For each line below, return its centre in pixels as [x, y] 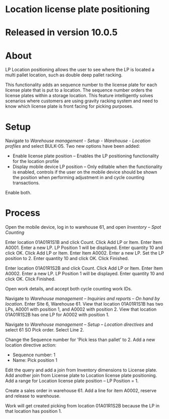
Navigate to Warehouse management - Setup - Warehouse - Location [78, 141]
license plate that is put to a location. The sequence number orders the [79, 90]
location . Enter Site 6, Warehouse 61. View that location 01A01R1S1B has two [84, 304]
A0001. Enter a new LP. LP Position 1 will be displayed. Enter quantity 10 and [84, 248]
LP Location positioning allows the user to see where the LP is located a [80, 70]
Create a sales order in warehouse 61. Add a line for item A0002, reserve [81, 391]
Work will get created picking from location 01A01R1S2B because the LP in [82, 406]
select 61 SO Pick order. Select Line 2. [45, 330]
